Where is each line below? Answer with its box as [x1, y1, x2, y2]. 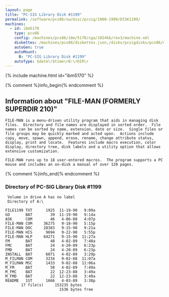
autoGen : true [14, 45, 44, 50]
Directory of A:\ [7, 199, 44, 204]
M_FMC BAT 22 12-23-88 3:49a [5, 269, 96, 274]
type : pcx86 [14, 31, 39, 36]
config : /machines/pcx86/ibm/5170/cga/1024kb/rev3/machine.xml [14, 36, 150, 41]
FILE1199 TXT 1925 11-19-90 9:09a [5, 208, 96, 213]
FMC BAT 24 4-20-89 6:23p [5, 243, 96, 248]
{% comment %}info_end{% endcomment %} [5, 171, 100, 177]
